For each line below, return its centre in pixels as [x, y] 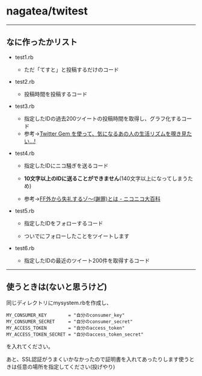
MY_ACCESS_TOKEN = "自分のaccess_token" [66, 328]
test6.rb [25, 248]
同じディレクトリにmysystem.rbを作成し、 [59, 302]
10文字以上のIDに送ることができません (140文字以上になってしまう [106, 178]
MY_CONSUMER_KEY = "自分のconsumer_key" [66, 315]
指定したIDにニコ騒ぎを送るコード [66, 165]
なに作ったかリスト [42, 42]
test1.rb [24, 57]
